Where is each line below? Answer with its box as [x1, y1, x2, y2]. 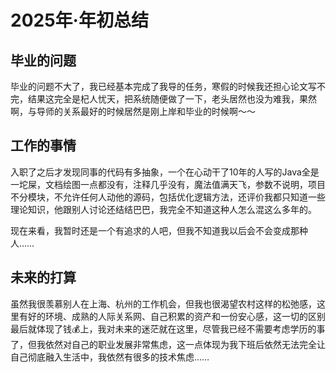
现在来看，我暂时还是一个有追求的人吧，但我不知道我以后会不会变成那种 [10, 224, 308, 236]
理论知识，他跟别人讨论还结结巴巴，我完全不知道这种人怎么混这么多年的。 [10, 203, 317, 215]
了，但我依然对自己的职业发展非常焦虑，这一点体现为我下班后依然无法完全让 [10, 338, 326, 350]
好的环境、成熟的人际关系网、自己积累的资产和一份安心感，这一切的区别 [27, 310, 326, 322]
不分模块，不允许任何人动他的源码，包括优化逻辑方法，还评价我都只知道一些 [10, 191, 326, 203]
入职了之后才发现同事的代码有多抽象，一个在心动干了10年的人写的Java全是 [10, 166, 320, 178]
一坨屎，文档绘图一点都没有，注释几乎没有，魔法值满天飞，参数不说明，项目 [10, 178, 326, 190]
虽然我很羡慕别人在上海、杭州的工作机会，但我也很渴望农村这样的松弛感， [10, 297, 317, 310]
